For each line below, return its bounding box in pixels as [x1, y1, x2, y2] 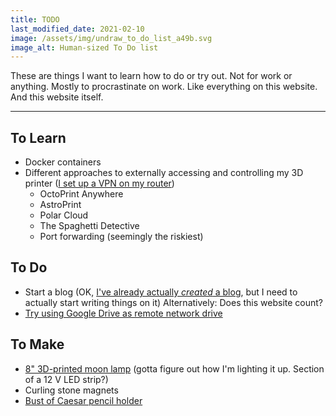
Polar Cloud [39, 209, 89, 221]
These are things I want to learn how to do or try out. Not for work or [10, 70, 293, 82]
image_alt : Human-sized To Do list [10, 42, 159, 53]
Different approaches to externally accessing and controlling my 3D [24, 167, 304, 179]
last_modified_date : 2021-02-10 [10, 24, 145, 34]
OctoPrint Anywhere [39, 188, 124, 200]
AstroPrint [39, 199, 82, 211]
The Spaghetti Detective [39, 220, 140, 232]
